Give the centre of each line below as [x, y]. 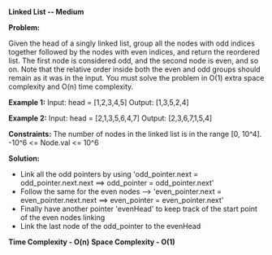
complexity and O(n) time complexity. [71, 86]
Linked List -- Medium [46, 12]
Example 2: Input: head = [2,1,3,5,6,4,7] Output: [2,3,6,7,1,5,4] [110, 118]
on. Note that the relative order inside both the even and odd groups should [135, 69]
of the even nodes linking [63, 218]
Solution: [24, 158]
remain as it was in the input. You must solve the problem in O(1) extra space [136, 78]
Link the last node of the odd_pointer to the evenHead [110, 226]
